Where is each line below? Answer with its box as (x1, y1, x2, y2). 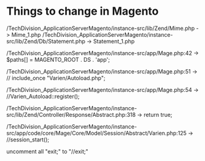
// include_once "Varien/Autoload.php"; (6, 74, 106, 81)
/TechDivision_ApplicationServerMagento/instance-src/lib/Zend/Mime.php (6, 24, 195, 32)
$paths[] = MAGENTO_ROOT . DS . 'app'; (6, 56, 110, 63)
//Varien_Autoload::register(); (6, 92, 80, 100)
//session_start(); (6, 136, 50, 143)
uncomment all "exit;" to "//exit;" (6, 148, 89, 155)
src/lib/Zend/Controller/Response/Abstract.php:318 (6, 111, 136, 118)
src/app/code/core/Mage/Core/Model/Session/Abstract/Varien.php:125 (6, 129, 187, 137)
